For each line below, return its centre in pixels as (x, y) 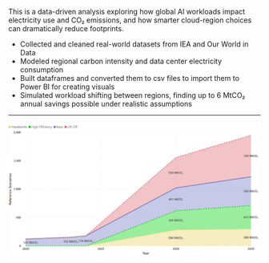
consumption (42, 70)
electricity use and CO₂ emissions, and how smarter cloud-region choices (130, 20)
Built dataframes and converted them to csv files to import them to (130, 78)
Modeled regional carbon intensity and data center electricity (121, 61)
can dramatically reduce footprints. (66, 28)
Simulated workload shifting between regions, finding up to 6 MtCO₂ (132, 95)
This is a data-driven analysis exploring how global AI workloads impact (127, 12)
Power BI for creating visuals (67, 87)
